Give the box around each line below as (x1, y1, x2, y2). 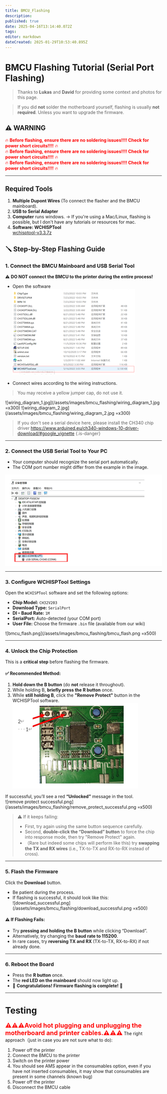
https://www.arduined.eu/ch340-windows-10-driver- (30, 425, 139, 431)
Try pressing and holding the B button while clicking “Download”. (12, 928, 148, 934)
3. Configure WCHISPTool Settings (5, 578, 91, 585)
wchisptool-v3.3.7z (12, 230, 52, 236)
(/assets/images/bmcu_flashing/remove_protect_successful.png (5, 804, 137, 810)
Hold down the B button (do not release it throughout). (12, 682, 125, 688)
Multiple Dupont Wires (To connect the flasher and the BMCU (12, 198, 140, 204)
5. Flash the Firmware (5, 868, 59, 875)
